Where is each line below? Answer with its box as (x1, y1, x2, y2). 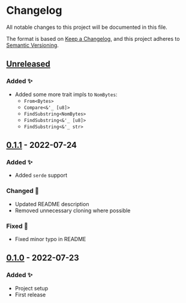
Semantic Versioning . (6, 41, 59, 49)
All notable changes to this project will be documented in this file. (6, 23, 168, 31)
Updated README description (14, 200, 89, 207)
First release (14, 291, 46, 298)
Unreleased (6, 59, 51, 69)
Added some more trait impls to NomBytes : (14, 91, 118, 98)
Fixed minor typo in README (14, 235, 86, 242)
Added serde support (14, 172, 68, 179)
